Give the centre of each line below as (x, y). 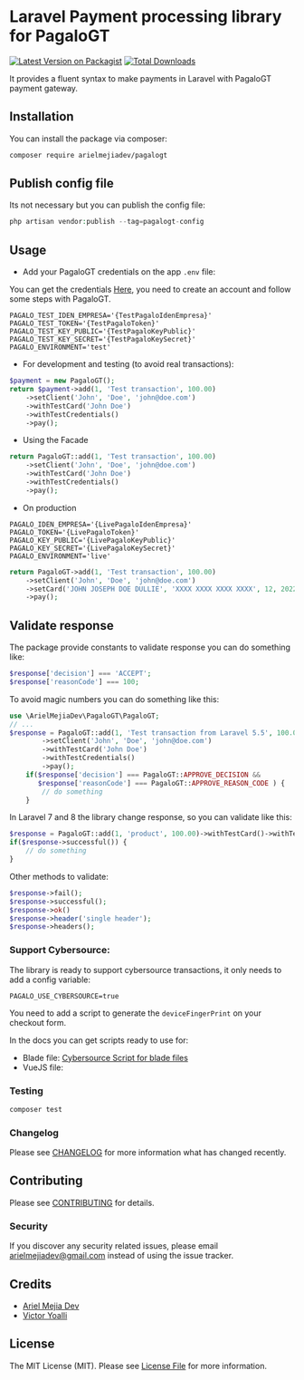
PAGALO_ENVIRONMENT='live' (60, 556)
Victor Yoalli (45, 1315)
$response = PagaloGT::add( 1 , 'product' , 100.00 (103, 834)
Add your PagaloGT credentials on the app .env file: (119, 272)
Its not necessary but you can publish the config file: (107, 205)
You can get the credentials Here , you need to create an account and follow (150, 290)
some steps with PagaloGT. (60, 299)
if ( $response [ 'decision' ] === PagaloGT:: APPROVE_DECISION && (143, 775)
